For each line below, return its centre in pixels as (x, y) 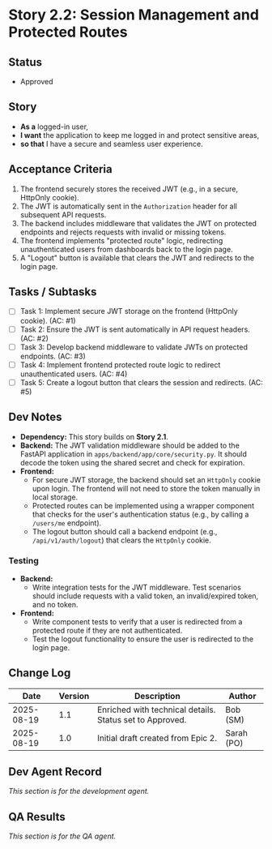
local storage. (55, 497)
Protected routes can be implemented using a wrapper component (143, 505)
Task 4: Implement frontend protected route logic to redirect (120, 364)
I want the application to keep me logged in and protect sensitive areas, (140, 135)
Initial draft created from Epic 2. (157, 738)
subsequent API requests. (63, 214)
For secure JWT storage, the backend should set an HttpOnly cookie (147, 479)
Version (74, 696)
